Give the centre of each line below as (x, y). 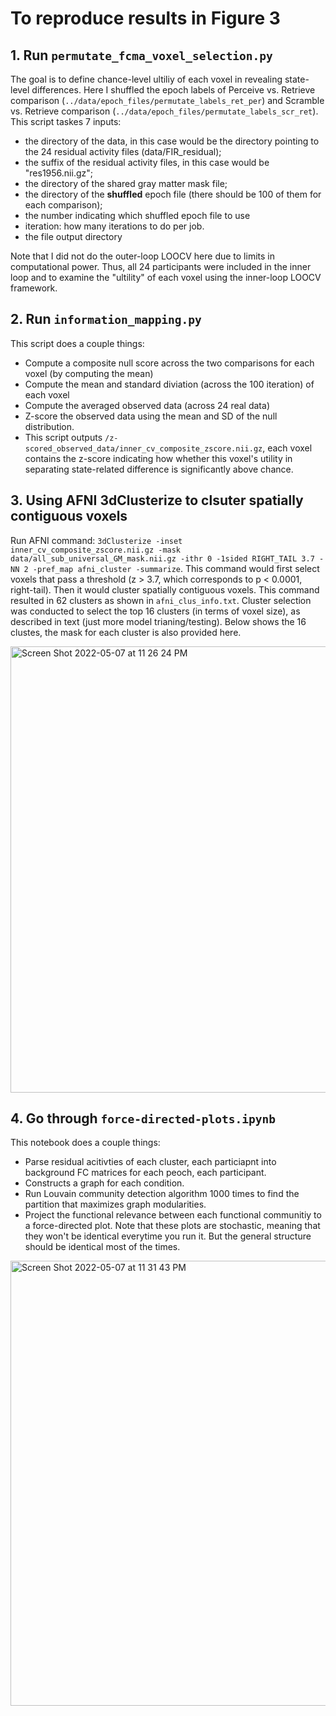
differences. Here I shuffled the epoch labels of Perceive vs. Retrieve (173, 90)
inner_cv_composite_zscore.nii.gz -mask (96, 550)
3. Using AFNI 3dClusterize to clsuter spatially (157, 500)
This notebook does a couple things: (85, 1143)
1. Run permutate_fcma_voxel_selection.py (141, 55)
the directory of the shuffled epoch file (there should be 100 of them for (173, 194)
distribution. (49, 426)
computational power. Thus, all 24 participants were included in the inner (161, 266)
